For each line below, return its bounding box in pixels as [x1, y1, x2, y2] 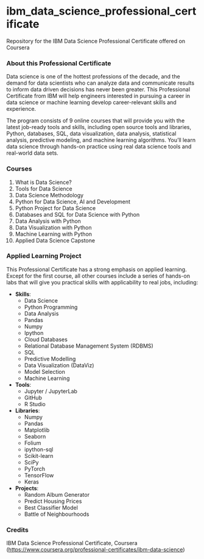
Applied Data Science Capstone [15, 236, 96, 244]
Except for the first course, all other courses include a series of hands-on [6, 272, 191, 279]
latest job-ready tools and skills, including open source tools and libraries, [6, 124, 192, 131]
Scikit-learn [24, 452, 54, 459]
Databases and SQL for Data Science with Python [15, 211, 140, 218]
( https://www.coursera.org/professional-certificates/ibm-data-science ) [6, 546, 185, 554]
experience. [6, 105, 37, 113]
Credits [6, 526, 29, 534]
